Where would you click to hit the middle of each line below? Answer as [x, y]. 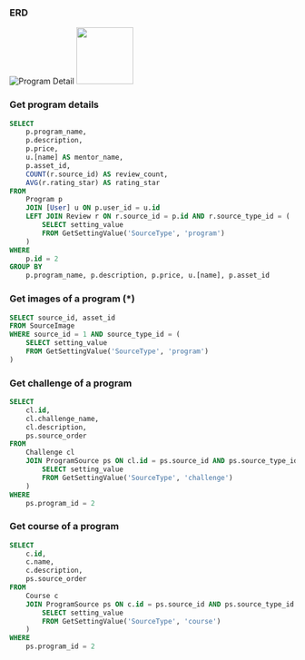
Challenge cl [50, 453]
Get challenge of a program [71, 383]
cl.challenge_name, [63, 419]
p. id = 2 [42, 259]
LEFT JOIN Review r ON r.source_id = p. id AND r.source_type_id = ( [158, 217]
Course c [42, 596]
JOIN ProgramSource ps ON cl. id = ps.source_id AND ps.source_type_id [162, 461]
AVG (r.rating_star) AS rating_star [93, 182]
